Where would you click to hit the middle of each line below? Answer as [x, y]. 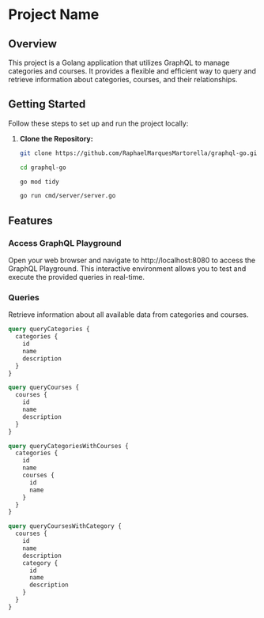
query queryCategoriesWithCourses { [68, 446]
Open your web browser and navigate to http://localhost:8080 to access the [132, 260]
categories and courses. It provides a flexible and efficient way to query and [132, 71]
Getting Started [47, 104]
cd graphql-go [43, 168]
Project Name [54, 15]
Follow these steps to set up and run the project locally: [98, 123]
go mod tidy [39, 182]
